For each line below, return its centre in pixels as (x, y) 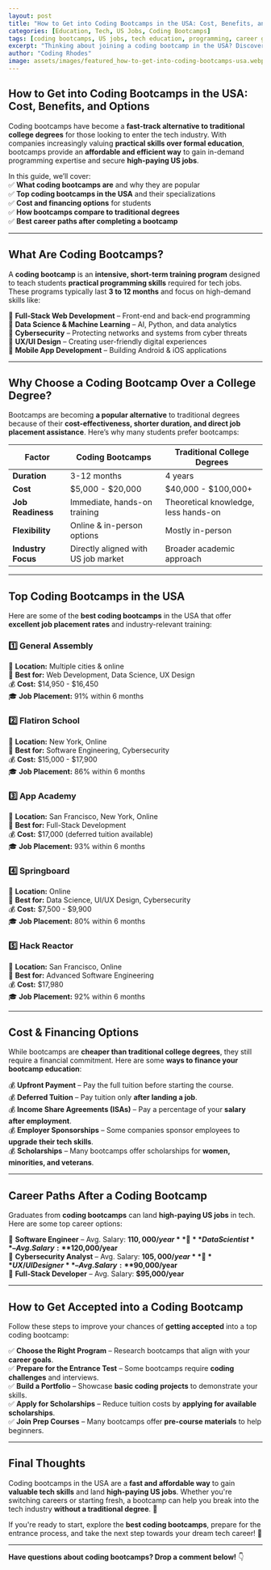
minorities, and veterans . (51, 1163)
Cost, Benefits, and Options (79, 106)
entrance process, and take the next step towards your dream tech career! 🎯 (135, 1533)
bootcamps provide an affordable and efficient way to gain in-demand (126, 151)
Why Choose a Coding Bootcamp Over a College (132, 382)
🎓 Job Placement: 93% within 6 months (77, 847)
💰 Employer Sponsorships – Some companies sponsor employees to (124, 1131)
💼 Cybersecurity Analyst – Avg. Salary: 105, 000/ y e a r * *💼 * (110, 1257)
